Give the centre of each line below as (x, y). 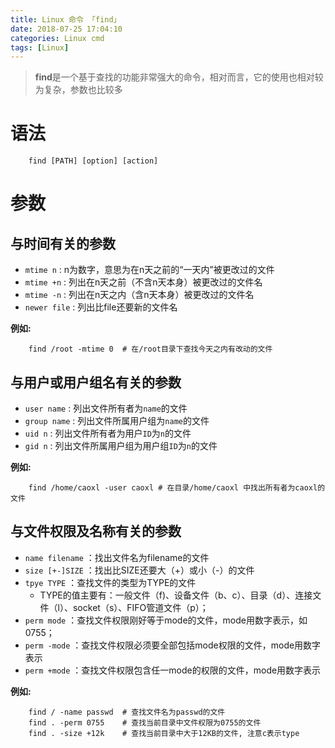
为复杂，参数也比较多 (78, 90)
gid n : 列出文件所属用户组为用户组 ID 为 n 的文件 (121, 445)
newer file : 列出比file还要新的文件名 (101, 307)
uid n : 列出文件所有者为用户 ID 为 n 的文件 (108, 433)
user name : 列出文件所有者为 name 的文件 (106, 408)
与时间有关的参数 (63, 243)
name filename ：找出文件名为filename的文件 (117, 557)
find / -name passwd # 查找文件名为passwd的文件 (127, 712)
